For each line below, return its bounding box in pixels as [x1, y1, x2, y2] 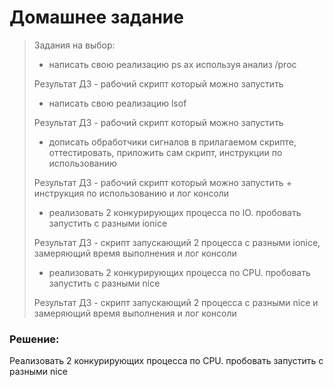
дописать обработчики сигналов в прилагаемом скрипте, [48, 136, 297, 148]
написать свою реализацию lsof [48, 97, 187, 109]
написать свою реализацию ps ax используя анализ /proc [48, 58, 297, 70]
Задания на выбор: [33, 39, 116, 51]
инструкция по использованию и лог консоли [33, 187, 230, 199]
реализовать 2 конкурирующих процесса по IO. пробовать [48, 206, 302, 218]
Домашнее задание [9, 6, 184, 29]
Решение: [9, 332, 60, 346]
